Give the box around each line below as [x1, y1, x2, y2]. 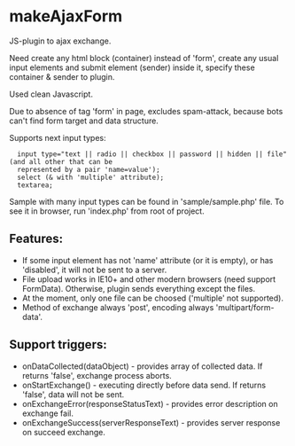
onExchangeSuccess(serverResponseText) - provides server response [21, 417, 281, 427]
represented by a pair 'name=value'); [17, 165, 161, 174]
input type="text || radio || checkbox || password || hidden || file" [17, 149, 288, 159]
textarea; [17, 180, 53, 190]
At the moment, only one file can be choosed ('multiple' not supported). [21, 293, 283, 303]
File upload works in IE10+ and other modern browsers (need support [21, 273, 276, 285]
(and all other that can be [9, 157, 113, 166]
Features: [9, 231, 64, 246]
